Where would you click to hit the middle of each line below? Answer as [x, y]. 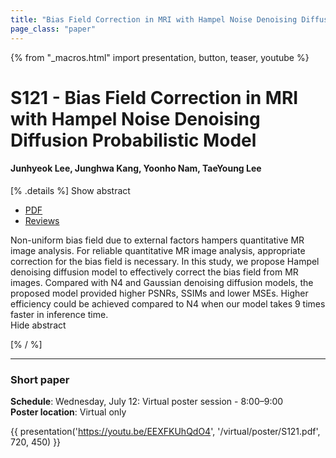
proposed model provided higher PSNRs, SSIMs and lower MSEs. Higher [159, 293]
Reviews [42, 220]
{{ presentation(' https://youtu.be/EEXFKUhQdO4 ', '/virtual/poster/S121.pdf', [165, 432]
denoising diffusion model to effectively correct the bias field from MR [154, 272]
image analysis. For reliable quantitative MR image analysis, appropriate [158, 250]
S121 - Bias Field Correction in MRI [154, 97]
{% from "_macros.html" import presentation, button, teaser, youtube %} [160, 57]
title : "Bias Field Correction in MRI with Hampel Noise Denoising [154, 19]
